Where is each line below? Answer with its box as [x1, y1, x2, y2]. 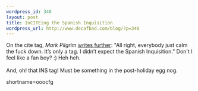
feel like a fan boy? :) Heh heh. [6, 54, 81, 61]
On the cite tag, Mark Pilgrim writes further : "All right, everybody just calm [6, 42, 188, 49]
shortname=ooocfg [6, 79, 54, 86]
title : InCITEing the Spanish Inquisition [6, 20, 113, 26]
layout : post [6, 14, 39, 20]
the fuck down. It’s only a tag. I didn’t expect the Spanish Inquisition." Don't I [6, 48, 193, 55]
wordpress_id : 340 [6, 8, 52, 15]
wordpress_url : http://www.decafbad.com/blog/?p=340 [6, 25, 140, 32]
